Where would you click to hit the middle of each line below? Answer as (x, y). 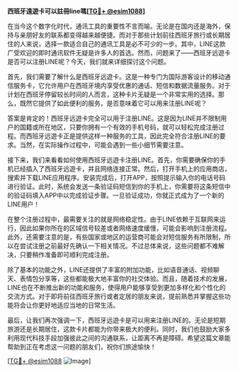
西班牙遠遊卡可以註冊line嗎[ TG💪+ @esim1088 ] (76, 11)
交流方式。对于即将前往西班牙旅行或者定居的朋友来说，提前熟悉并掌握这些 (116, 296)
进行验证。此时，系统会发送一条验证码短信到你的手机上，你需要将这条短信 (116, 186)
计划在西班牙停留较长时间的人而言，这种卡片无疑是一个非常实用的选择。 (113, 94)
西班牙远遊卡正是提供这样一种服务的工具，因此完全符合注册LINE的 (123, 136)
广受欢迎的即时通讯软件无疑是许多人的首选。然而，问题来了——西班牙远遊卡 (119, 53)
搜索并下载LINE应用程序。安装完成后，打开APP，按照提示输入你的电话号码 (117, 177)
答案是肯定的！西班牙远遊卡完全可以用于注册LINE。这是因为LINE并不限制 (114, 118)
